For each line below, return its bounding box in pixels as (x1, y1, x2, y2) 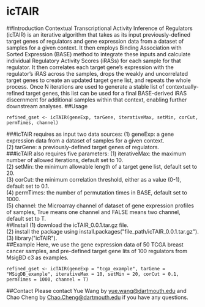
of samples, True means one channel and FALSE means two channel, (6, 208, 181, 215)
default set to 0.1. (6, 182, 50, 190)
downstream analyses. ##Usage (6, 102, 88, 109)
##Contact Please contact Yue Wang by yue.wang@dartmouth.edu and (6, 287, 187, 294)
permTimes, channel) (6, 119, 59, 126)
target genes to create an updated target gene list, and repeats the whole (6, 76, 191, 84)
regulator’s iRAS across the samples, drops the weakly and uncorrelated (6, 70, 188, 77)
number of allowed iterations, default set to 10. (6, 156, 124, 163)
